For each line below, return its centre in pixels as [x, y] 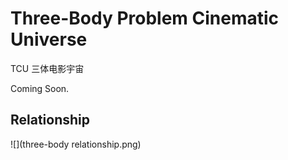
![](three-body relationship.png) [76, 144]
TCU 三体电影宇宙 [47, 68]
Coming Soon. [40, 88]
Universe [49, 39]
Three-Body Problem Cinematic [145, 18]
